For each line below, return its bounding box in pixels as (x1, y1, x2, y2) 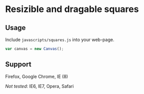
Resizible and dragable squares (5, 3, 139, 15)
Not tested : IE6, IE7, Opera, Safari (5, 83, 74, 89)
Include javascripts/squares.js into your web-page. (5, 36, 114, 42)
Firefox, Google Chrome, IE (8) (5, 73, 68, 79)
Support (5, 60, 32, 68)
